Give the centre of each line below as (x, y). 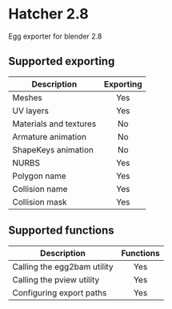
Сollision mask (40, 201)
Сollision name (40, 189)
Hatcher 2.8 (49, 14)
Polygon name (39, 176)
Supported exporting (62, 61)
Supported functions (61, 231)
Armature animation (49, 136)
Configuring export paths (60, 292)
